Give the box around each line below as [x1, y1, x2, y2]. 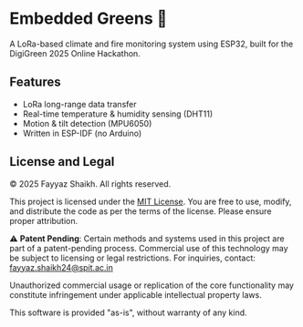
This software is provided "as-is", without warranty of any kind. [9, 307, 248, 318]
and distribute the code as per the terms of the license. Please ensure [9, 205, 272, 217]
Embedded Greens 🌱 [9, 8, 168, 29]
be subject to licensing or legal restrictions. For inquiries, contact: [9, 252, 256, 263]
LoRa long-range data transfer [22, 98, 137, 109]
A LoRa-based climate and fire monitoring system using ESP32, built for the [9, 38, 294, 49]
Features [9, 75, 61, 90]
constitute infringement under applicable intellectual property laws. [9, 289, 262, 300]
